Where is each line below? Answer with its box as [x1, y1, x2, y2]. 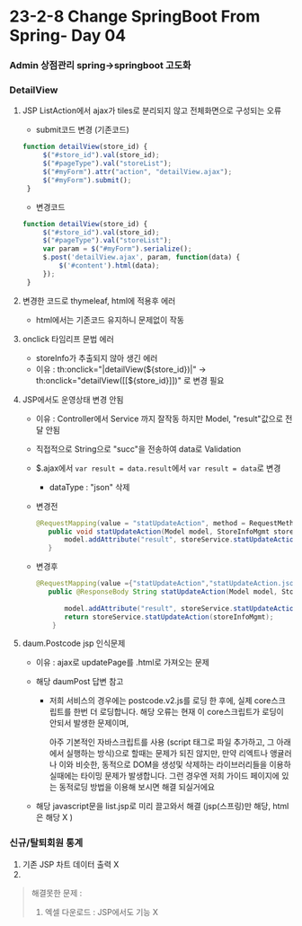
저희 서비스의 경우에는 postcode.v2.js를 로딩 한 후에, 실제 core [49, 695, 271, 706]
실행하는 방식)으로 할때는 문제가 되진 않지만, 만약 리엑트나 [66, 748, 268, 759]
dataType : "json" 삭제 [49, 481, 130, 492]
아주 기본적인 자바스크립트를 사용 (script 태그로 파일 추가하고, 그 [49, 736, 275, 747]
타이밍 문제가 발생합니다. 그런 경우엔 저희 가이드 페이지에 [80, 771, 280, 781]
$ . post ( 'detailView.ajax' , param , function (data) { [42, 253, 241, 262]
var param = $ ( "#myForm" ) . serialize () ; [42, 244, 192, 253]
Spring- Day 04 [9, 25, 127, 46]
